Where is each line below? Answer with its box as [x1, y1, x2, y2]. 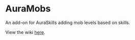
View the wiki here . [5, 29, 45, 35]
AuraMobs [5, 3, 51, 14]
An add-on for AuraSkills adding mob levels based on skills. [5, 19, 130, 25]
